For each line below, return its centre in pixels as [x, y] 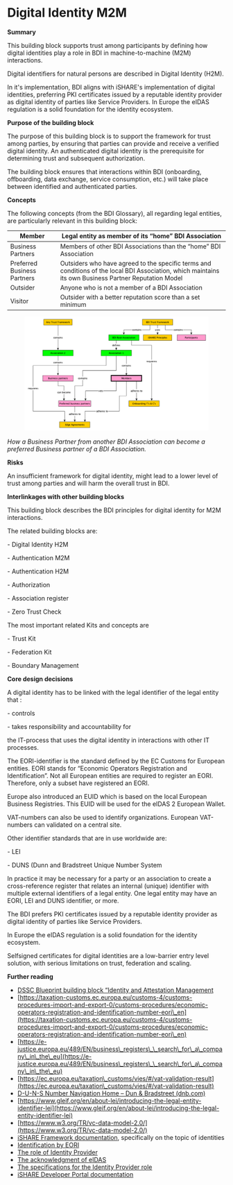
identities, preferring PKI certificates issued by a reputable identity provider [115, 94]
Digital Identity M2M [67, 13]
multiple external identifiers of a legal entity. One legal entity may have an [112, 893]
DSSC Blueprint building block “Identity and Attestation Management [115, 990]
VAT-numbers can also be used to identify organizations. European [103, 817]
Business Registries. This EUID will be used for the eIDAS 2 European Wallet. [116, 804]
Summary [21, 32]
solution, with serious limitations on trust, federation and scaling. [100, 963]
